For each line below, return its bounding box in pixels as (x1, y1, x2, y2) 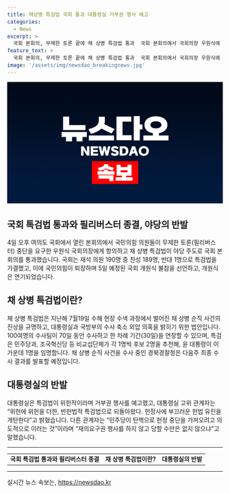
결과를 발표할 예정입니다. (14, 357, 81, 365)
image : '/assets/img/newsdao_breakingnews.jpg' (7, 62, 146, 69)
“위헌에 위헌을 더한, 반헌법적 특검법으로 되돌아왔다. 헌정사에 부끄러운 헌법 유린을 (7, 407, 222, 415)
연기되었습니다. (14, 273, 55, 281)
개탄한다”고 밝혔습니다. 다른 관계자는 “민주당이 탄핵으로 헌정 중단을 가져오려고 (7, 415, 216, 424)
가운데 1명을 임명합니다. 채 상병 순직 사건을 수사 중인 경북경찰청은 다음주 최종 (7, 348, 212, 356)
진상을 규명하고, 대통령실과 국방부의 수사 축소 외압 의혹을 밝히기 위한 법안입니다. (7, 323, 221, 331)
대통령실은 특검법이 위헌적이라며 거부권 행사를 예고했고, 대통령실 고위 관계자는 (7, 398, 216, 406)
